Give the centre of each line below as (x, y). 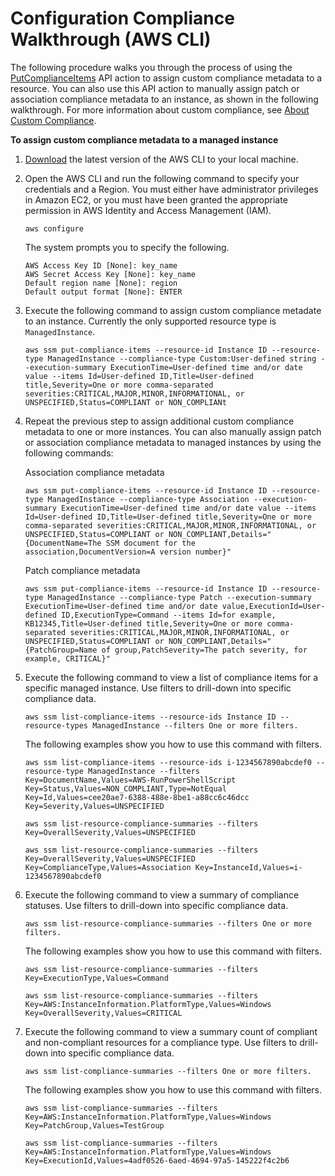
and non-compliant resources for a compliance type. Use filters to (161, 1042)
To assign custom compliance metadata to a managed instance (144, 139)
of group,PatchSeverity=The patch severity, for (204, 650)
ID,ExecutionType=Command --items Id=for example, (169, 615)
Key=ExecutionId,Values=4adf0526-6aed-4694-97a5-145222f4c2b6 (157, 1160)
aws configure (54, 228)
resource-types (56, 725)
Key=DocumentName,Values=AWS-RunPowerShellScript (130, 780)
